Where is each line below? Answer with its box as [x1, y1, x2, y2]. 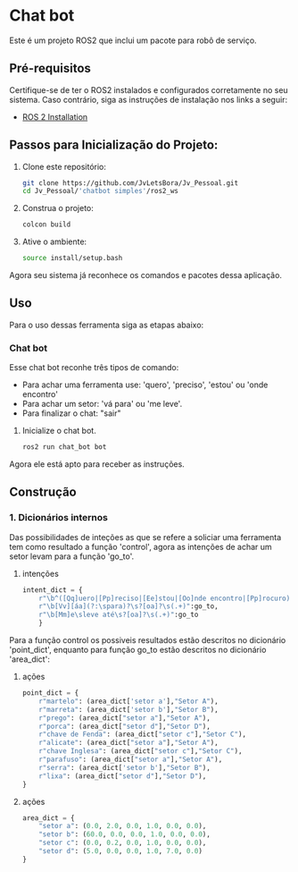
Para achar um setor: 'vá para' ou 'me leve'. [21, 399, 183, 410]
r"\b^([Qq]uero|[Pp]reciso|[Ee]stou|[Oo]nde [38, 594, 207, 603]
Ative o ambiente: [21, 236, 87, 247]
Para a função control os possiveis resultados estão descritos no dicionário [9, 635, 286, 646]
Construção [9, 485, 78, 500]
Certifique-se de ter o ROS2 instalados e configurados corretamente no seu [9, 84, 288, 95]
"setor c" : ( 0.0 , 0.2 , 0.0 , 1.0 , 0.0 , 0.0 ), [38, 838, 207, 848]
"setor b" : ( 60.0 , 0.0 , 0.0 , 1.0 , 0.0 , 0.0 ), [38, 830, 211, 839]
